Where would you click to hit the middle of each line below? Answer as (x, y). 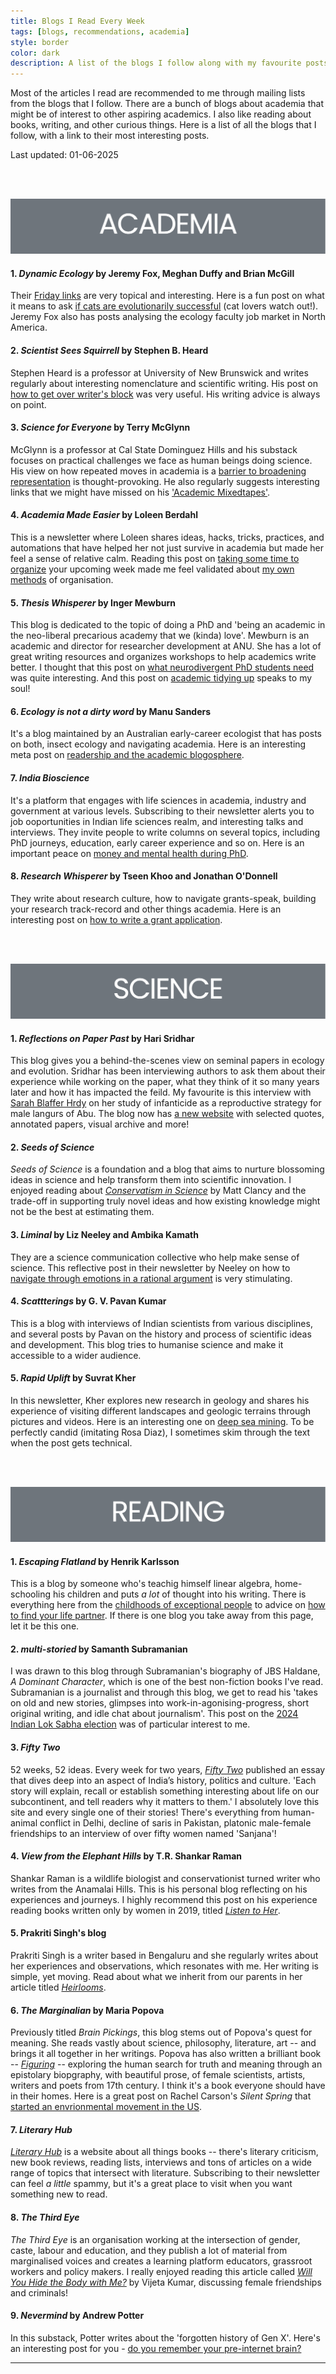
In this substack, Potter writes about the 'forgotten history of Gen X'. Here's (165, 2337)
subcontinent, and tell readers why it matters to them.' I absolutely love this (165, 1801)
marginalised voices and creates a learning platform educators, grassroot (161, 2261)
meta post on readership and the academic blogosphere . (127, 755)
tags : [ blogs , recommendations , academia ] (100, 31)
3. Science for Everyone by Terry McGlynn (100, 427)
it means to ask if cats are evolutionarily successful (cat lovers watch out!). (164, 306)
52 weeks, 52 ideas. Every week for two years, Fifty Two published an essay (168, 1769)
